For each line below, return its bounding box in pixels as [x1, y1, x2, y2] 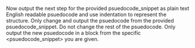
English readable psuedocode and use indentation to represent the [6, 11, 167, 18]
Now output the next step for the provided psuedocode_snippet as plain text [6, 5, 190, 12]
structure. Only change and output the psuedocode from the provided [6, 17, 174, 24]
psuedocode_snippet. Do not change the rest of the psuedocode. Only [6, 23, 176, 30]
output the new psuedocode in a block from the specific [6, 29, 141, 36]
